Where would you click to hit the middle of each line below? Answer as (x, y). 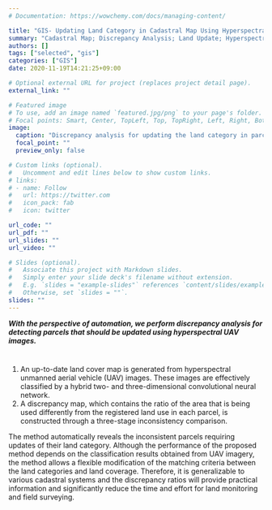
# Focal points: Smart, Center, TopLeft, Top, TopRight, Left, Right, (130, 120)
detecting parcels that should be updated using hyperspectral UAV (124, 332)
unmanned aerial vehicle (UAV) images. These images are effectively (135, 378)
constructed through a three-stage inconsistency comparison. (124, 421)
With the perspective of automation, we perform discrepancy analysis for (136, 323)
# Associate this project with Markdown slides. (96, 270)
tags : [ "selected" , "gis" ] (54, 54)
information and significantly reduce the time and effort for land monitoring (133, 488)
